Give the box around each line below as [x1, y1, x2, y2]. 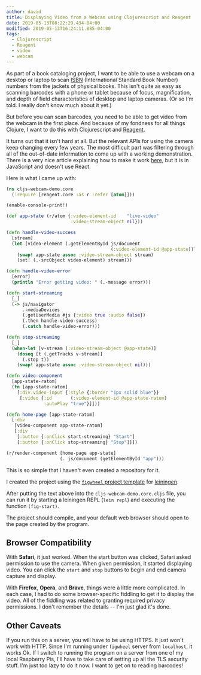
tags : [6, 31, 20, 37]
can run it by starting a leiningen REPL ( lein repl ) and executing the [6, 496, 175, 503]
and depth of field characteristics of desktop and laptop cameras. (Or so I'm [6, 95, 194, 102]
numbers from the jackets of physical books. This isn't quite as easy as [6, 82, 181, 90]
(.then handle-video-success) [22, 318, 98, 324]
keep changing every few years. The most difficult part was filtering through [6, 144, 194, 151]
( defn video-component [6, 373, 63, 379]
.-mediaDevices [22, 306, 60, 313]
